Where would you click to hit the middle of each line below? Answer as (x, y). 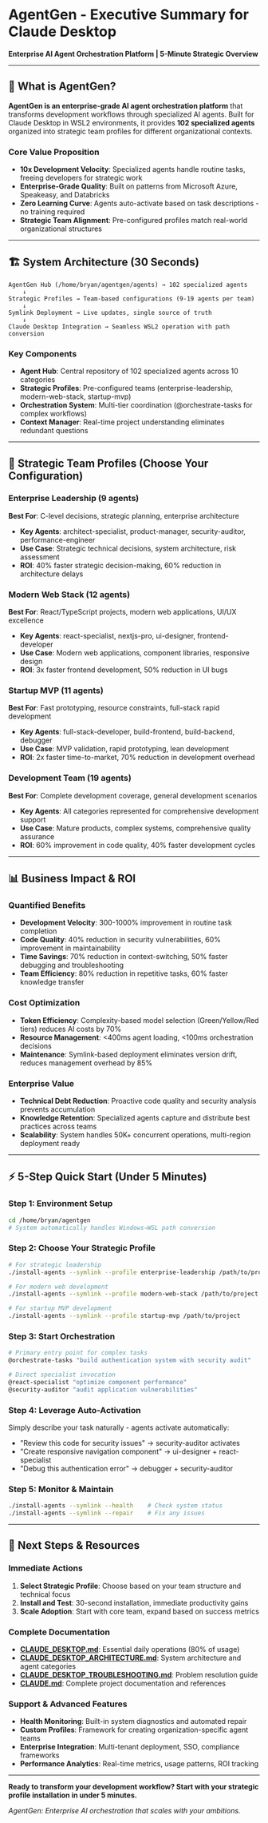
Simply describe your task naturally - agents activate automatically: (119, 1427)
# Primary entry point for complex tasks (78, 1353)
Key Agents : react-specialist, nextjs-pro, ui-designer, (108, 636)
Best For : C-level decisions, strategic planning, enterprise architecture (124, 515)
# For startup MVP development (60, 1308)
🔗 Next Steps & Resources (74, 1545)
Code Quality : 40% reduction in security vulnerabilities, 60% (120, 940)
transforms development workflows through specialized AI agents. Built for (131, 114)
